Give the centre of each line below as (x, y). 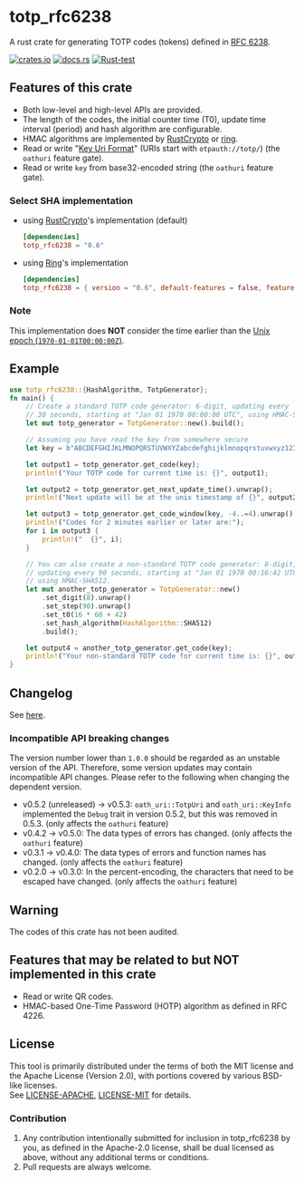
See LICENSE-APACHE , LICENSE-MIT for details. (100, 1095)
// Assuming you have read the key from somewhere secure (137, 440)
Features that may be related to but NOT (124, 960)
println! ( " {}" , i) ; (83, 539)
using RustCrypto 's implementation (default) (105, 220)
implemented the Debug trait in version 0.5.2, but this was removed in (150, 814)
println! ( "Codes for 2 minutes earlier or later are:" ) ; (135, 523)
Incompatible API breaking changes (90, 738)
